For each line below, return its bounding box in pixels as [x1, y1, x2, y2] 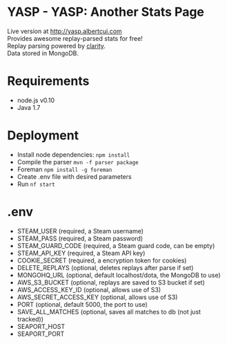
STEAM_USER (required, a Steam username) [17, 227, 144, 235]
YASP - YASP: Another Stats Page [7, 4, 205, 20]
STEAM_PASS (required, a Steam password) [17, 234, 144, 242]
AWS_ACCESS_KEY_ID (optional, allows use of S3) [17, 285, 161, 294]
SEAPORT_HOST [17, 322, 66, 330]
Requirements [7, 73, 90, 89]
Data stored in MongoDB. [7, 49, 79, 57]
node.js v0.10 [17, 96, 55, 104]
